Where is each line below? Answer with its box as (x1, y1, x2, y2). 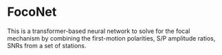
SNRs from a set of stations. (7, 41, 87, 49)
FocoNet (7, 4, 57, 20)
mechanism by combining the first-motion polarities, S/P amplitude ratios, (7, 34, 216, 42)
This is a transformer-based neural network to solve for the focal (7, 27, 190, 35)
